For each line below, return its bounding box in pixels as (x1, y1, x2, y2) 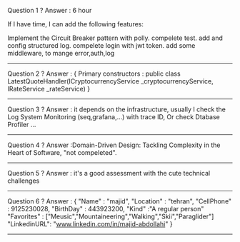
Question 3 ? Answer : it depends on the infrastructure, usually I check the (7, 105, 226, 114)
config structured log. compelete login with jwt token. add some (7, 41, 196, 49)
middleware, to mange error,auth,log (7, 49, 115, 57)
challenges (7, 176, 40, 185)
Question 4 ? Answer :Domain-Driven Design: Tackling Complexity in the (7, 141, 221, 149)
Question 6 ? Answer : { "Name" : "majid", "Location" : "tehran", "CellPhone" (7, 197, 232, 206)
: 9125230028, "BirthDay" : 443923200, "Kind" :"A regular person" (7, 205, 204, 213)
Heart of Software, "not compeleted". (7, 148, 117, 156)
